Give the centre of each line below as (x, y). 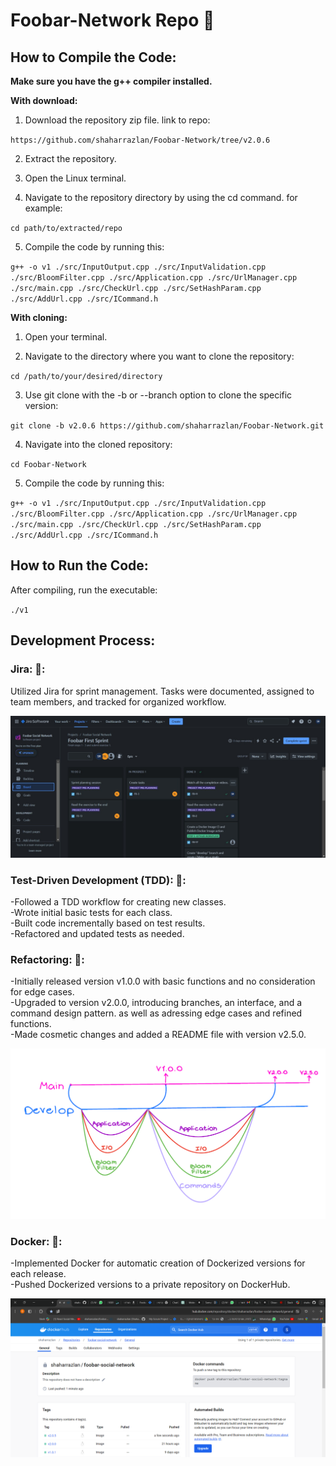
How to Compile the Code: (93, 57)
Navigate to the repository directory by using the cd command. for (161, 197)
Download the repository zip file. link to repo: (117, 120)
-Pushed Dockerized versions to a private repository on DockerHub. (150, 1284)
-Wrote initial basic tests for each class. (91, 913)
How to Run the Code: (79, 565)
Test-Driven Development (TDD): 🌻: (98, 880)
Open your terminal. (66, 337)
